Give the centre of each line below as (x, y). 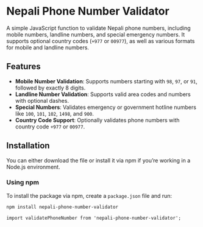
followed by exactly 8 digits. (50, 88)
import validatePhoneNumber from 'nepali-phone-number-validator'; (94, 218)
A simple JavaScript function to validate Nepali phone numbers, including (98, 28)
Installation (28, 146)
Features (23, 67)
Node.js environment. (33, 167)
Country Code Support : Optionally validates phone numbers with (97, 120)
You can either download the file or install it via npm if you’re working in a (98, 160)
